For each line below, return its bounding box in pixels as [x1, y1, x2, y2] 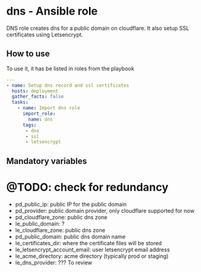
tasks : [12, 99, 29, 106]
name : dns [28, 116, 53, 123]
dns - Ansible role [6, 4, 98, 18]
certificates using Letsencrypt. [6, 30, 83, 38]
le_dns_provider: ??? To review [15, 259, 93, 266]
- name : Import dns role [17, 105, 80, 111]
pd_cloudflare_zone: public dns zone [15, 213, 108, 221]
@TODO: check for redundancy [6, 180, 169, 194]
